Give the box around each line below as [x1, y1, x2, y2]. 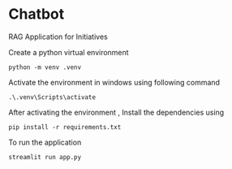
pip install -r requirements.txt [8, 123, 122, 131]
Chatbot [8, 5, 65, 24]
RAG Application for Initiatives [8, 32, 108, 41]
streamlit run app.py [8, 153, 82, 161]
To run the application [8, 137, 82, 147]
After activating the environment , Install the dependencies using [8, 107, 225, 117]
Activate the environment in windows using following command [8, 77, 221, 87]
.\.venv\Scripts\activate [8, 93, 96, 102]
